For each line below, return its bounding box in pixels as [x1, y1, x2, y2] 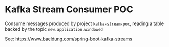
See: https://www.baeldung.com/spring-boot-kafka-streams [5, 36, 133, 42]
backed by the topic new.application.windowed [5, 26, 103, 32]
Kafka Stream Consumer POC [5, 4, 134, 15]
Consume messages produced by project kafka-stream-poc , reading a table [5, 20, 164, 27]
